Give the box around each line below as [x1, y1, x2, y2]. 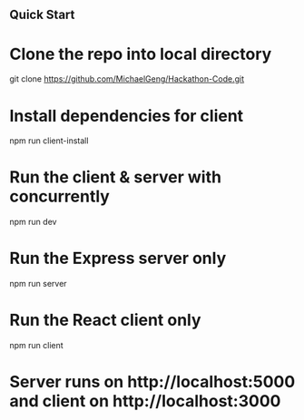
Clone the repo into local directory [9, 44, 272, 64]
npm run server [9, 278, 67, 289]
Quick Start [9, 7, 75, 23]
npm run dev [9, 217, 57, 228]
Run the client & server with [9, 167, 222, 188]
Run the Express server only [9, 249, 227, 269]
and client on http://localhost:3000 [9, 391, 281, 412]
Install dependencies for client [9, 105, 244, 126]
